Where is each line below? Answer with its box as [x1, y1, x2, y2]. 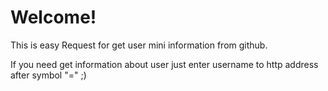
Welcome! [10, 6, 97, 29]
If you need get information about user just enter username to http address [10, 58, 319, 70]
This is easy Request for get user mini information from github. [10, 39, 268, 51]
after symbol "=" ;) [10, 69, 87, 81]
